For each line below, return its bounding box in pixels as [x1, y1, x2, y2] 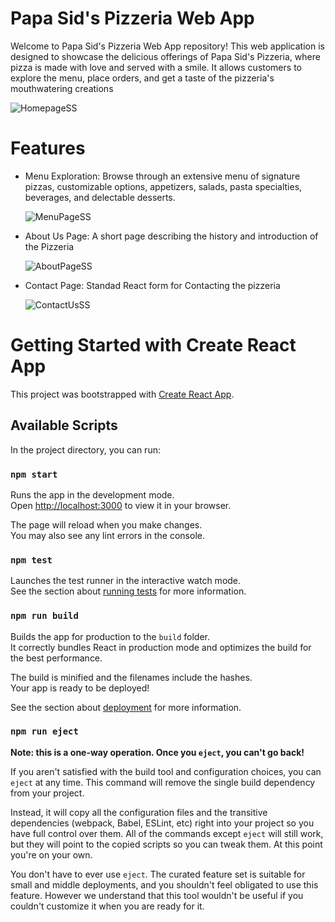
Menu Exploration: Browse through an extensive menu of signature [24, 170, 301, 182]
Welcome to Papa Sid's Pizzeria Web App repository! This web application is [10, 40, 325, 52]
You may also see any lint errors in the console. [10, 529, 205, 541]
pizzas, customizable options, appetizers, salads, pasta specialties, [24, 180, 303, 192]
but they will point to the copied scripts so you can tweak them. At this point [10, 838, 323, 850]
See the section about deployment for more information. [10, 701, 242, 713]
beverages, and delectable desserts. [24, 191, 176, 203]
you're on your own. [10, 848, 93, 861]
